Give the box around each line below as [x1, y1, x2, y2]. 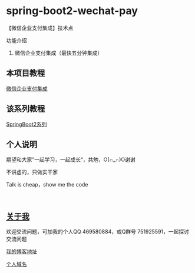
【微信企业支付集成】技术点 [6, 24, 74, 31]
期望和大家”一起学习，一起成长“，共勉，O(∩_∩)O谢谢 [6, 156, 135, 163]
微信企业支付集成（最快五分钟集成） [14, 49, 103, 56]
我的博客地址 [6, 248, 37, 255]
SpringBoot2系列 [6, 121, 47, 128]
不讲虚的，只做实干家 [6, 169, 58, 176]
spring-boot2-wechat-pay [6, 4, 138, 18]
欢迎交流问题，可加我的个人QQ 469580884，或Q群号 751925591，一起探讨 [6, 228, 190, 235]
